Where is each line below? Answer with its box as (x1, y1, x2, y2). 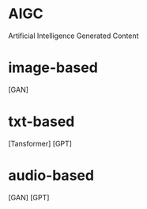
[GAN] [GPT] (8, 192, 50, 202)
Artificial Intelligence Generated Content (8, 31, 139, 40)
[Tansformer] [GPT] (8, 139, 73, 148)
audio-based (8, 167, 95, 184)
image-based (8, 59, 99, 77)
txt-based (8, 112, 75, 131)
